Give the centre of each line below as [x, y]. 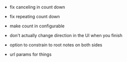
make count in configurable [37, 26]
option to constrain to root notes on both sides [56, 45]
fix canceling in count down [37, 7]
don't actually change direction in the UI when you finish [66, 35]
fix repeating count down [35, 16]
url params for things [31, 54]
